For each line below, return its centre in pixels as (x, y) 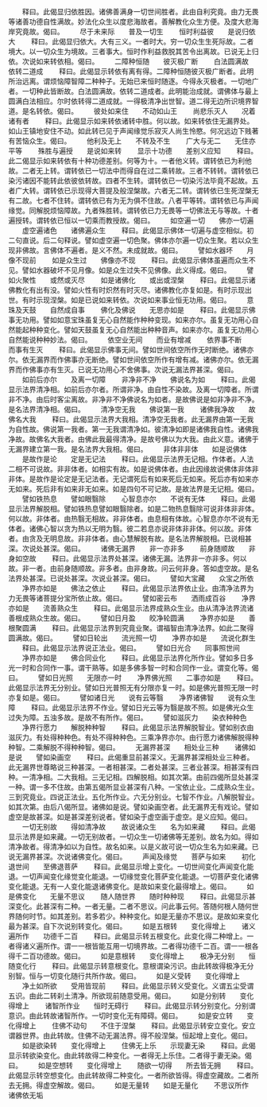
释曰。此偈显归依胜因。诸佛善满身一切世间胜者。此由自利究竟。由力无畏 (140, 12)
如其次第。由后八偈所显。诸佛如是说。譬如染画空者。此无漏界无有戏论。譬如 (133, 807)
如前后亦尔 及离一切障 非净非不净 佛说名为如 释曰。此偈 (139, 379)
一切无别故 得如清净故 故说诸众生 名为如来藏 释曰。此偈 (139, 827)
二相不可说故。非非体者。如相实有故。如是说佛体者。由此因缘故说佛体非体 (130, 469)
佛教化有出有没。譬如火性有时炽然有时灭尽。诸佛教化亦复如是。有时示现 (126, 290)
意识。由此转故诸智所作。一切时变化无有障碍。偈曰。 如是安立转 (120, 1016)
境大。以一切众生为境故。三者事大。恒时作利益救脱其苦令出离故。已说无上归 (133, 51)
